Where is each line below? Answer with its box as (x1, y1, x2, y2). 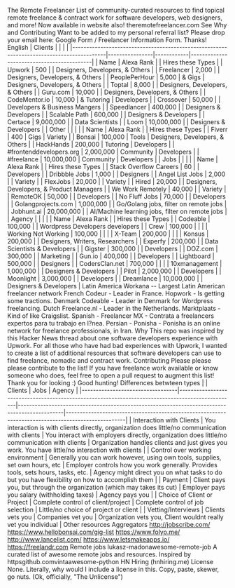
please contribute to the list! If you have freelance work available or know (7, 364, 219, 372)
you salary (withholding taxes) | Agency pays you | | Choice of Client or (7, 490, 213, 499)
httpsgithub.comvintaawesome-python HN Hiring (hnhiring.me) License (7, 558, 214, 566)
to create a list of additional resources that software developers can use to (7, 349, 222, 357)
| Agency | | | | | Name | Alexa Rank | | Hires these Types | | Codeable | (7, 215, 211, 223)
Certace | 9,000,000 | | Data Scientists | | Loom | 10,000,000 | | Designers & (7, 118, 226, 126)
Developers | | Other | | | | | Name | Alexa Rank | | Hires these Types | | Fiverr (7, 126, 228, 133)
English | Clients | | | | (7, 44, 69, 51)
